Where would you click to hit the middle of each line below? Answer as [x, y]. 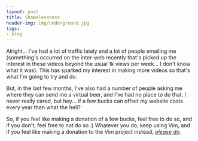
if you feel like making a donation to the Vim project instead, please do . [94, 132]
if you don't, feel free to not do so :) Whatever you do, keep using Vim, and [98, 125]
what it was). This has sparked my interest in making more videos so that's [98, 70]
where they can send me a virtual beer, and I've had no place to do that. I [96, 95]
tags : [13, 28]
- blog [14, 34]
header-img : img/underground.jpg [48, 23]
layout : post [22, 12]
